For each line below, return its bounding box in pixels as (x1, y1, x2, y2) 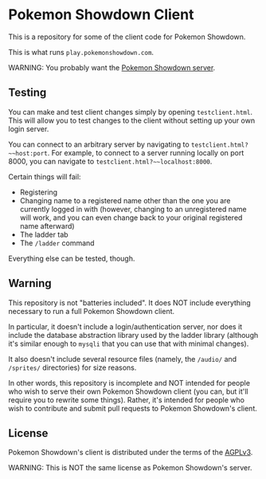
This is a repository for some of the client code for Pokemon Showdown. (8, 32, 246, 41)
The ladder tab (19, 230, 69, 239)
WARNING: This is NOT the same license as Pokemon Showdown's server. (8, 463, 252, 473)
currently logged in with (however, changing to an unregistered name (19, 204, 247, 214)
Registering (19, 187, 58, 197)
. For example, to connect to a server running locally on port (47, 147, 244, 157)
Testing (8, 86, 47, 100)
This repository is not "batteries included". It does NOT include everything (8, 297, 251, 308)
